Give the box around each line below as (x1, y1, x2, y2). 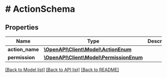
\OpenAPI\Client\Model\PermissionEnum (44, 54, 143, 61)
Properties (5, 23, 39, 32)
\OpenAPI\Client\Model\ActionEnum (44, 46, 132, 53)
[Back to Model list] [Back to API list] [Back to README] (5, 67, 119, 73)
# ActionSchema (5, 3, 76, 15)
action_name (7, 46, 39, 53)
